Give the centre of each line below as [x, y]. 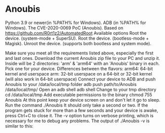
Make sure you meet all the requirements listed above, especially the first [79, 53]
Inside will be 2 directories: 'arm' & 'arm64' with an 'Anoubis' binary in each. [82, 63]
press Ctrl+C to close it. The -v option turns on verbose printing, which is [79, 115]
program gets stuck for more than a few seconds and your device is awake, [82, 110]
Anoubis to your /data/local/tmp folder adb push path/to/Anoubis [71, 84]
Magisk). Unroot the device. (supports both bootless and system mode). [78, 43]
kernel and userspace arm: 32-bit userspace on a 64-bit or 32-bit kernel [79, 74]
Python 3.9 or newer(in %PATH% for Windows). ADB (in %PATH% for [76, 23]
